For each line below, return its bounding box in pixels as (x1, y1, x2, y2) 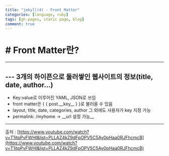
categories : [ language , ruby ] (5, 12, 69, 17)
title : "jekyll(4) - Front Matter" (5, 7, 80, 13)
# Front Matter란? (5, 45, 79, 56)
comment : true (5, 21, 35, 27)
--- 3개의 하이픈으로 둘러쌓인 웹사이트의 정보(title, (5, 72, 153, 81)
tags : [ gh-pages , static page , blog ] (5, 17, 84, 22)
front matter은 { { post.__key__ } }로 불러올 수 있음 (12, 101, 113, 107)
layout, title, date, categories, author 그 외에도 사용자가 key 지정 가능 (12, 107, 151, 113)
